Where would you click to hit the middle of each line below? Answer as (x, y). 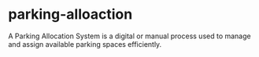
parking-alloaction (70, 14)
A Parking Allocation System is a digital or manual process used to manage (129, 36)
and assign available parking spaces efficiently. (85, 44)
